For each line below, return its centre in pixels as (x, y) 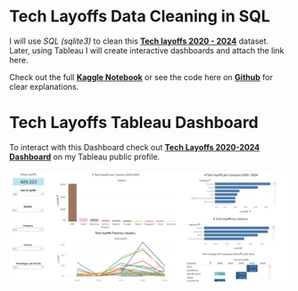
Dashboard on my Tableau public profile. (85, 157)
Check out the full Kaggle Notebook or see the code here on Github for (141, 77)
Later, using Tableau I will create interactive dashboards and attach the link (147, 50)
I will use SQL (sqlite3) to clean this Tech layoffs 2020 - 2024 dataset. (139, 41)
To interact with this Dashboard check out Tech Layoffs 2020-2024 (135, 147)
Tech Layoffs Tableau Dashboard (134, 123)
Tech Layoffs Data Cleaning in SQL (140, 16)
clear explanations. (44, 86)
